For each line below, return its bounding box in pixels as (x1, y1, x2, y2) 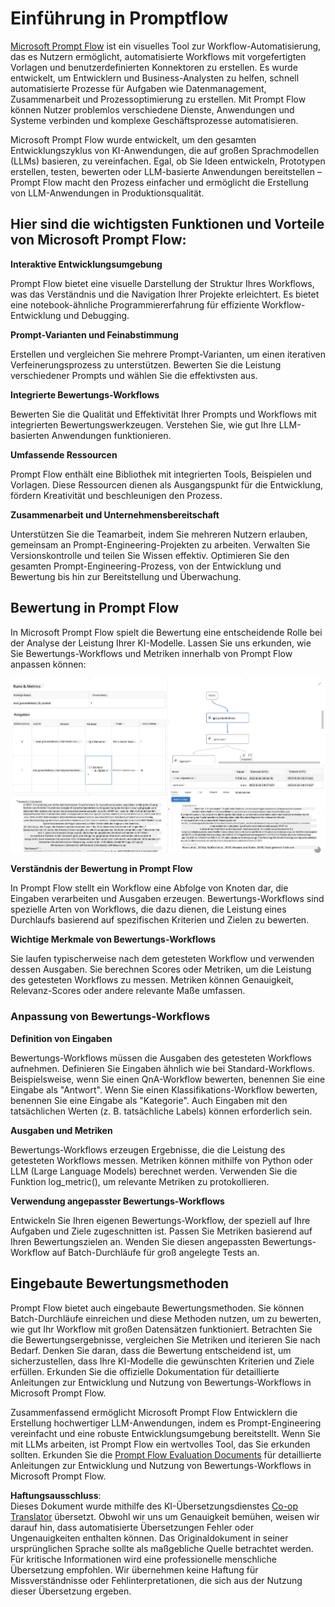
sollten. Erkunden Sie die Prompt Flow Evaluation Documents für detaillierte (10, 1448, 322, 1461)
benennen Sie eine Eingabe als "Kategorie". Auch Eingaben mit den (10, 1094, 288, 1106)
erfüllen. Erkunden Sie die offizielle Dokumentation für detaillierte (10, 1365, 280, 1377)
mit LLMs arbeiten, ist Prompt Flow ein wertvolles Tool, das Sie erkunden (10, 1438, 311, 1450)
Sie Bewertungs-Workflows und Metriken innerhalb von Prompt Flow (10, 647, 293, 659)
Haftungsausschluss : (10, 1489, 102, 1501)
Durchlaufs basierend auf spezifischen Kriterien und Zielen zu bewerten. (10, 914, 310, 926)
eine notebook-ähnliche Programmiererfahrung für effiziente (10, 298, 260, 311)
